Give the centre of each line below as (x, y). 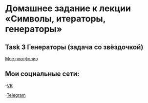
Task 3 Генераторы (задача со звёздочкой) (74, 47)
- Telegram (15, 95)
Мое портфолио (21, 59)
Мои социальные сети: (42, 74)
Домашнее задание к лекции (68, 9)
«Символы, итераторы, (55, 19)
